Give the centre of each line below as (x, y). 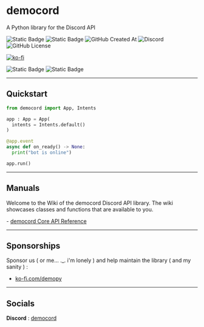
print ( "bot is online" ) (42, 153)
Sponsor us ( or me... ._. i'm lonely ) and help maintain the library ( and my (99, 260)
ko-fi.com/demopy (38, 279)
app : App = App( (28, 119)
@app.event (20, 141)
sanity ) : (17, 267)
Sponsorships (33, 246)
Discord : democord (32, 318)
